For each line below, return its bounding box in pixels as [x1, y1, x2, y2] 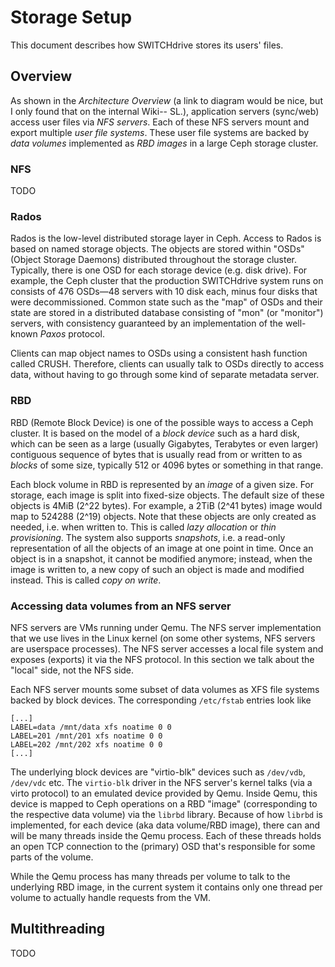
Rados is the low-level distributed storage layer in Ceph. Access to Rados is [10, 232, 322, 245]
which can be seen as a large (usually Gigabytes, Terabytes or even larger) [10, 437, 319, 450]
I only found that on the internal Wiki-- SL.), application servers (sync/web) [10, 105, 320, 117]
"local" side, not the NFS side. [10, 664, 135, 676]
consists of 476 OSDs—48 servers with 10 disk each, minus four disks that [10, 286, 318, 298]
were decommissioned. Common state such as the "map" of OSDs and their [10, 296, 323, 308]
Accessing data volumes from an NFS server [10, 599, 232, 613]
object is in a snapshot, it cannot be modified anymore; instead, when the [10, 552, 313, 565]
